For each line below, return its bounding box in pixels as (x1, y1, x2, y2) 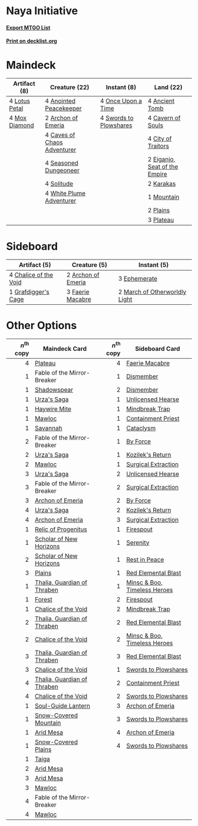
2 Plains (147, 206, 170, 214)
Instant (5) (138, 261, 169, 269)
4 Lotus (9, 97, 31, 105)
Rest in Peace (126, 555, 164, 564)
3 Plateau (147, 216, 174, 224)
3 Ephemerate (118, 275, 158, 283)
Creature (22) (49, 83, 90, 92)
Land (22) (154, 83, 183, 92)
